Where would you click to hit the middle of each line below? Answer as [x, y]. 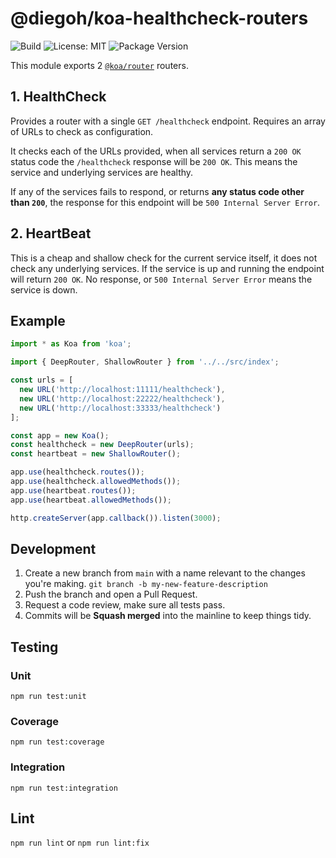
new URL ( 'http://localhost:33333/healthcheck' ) [120, 408]
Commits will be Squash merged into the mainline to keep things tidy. [168, 616]
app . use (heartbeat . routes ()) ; [73, 490]
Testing [34, 647]
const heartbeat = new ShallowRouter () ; [96, 454]
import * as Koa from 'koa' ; [71, 344]
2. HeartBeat [51, 233]
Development [53, 548]
